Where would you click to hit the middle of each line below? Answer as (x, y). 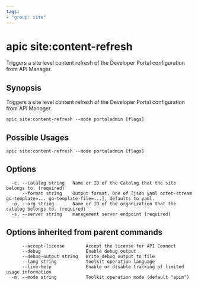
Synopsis (24, 88)
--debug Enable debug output (79, 251)
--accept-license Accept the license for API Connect (99, 246)
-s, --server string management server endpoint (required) (91, 214)
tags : (13, 12)
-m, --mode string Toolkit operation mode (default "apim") (100, 277)
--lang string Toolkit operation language (88, 262)
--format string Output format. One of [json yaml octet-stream (107, 193)
